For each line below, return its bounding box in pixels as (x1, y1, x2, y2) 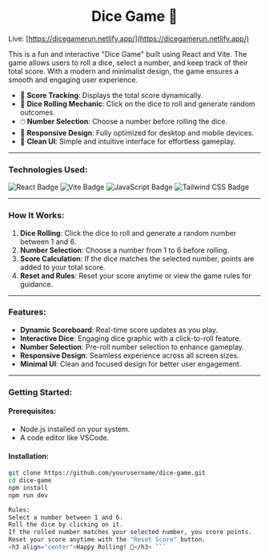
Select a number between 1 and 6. (8, 513, 124, 521)
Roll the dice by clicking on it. (8, 521, 124, 529)
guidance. (19, 279, 54, 289)
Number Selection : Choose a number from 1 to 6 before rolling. (19, 245, 230, 255)
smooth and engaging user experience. (8, 75, 139, 84)
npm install (8, 484, 48, 492)
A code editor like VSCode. (19, 432, 110, 442)
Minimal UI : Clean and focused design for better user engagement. (19, 358, 242, 368)
